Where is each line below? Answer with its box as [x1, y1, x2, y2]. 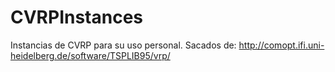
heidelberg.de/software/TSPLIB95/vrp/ [10, 49, 171, 61]
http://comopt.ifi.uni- [238, 39, 325, 51]
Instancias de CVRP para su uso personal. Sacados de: [10, 39, 237, 51]
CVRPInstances [10, 6, 144, 29]
